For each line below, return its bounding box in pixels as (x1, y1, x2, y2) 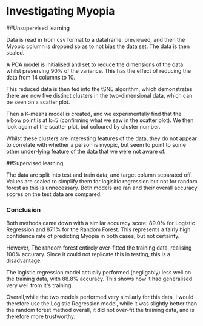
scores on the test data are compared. (6, 190, 102, 198)
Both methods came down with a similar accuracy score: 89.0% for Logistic (6, 220, 195, 227)
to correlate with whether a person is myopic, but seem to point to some (6, 141, 187, 148)
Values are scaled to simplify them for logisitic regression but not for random (6, 177, 198, 185)
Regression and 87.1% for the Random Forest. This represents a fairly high (6, 226, 191, 233)
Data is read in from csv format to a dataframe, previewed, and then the (6, 36, 185, 43)
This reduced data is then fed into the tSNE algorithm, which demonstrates (6, 85, 193, 92)
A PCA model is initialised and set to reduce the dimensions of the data (6, 61, 184, 68)
